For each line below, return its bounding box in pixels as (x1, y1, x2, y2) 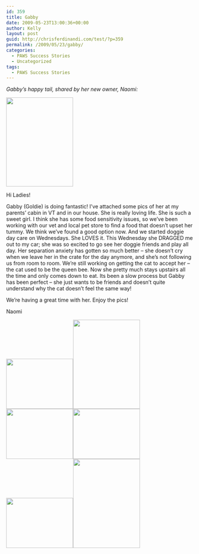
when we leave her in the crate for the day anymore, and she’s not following (6, 254, 192, 261)
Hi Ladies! (6, 191, 31, 199)
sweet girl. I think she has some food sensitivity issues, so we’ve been (6, 216, 178, 223)
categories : (6, 48, 36, 53)
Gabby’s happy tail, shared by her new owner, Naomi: (6, 86, 138, 93)
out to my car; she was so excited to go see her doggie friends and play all (6, 241, 189, 248)
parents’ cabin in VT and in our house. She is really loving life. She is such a (6, 209, 191, 217)
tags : (6, 64, 20, 70)
